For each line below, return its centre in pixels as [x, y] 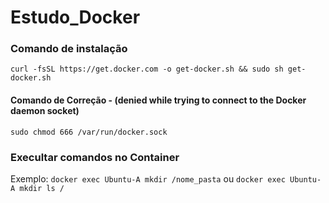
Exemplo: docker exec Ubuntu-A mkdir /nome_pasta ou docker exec [148, 178]
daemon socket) [45, 111]
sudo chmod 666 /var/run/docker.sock [89, 132]
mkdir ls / [42, 188]
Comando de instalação [69, 49]
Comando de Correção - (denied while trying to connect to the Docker [158, 100]
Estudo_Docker [75, 17]
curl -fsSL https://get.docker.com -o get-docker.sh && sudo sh [147, 69]
